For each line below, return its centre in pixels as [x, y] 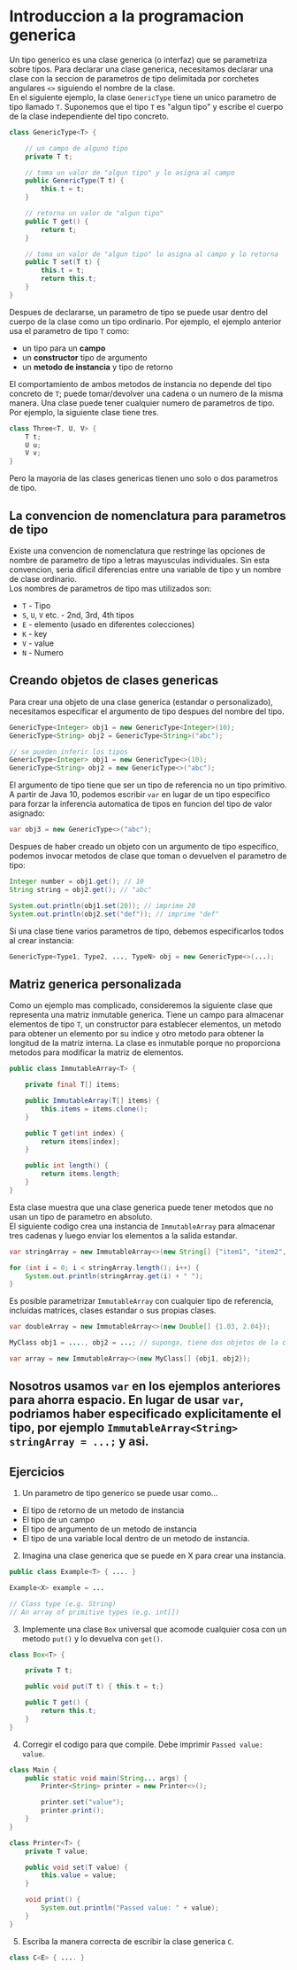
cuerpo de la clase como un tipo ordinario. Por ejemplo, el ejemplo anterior [145, 322]
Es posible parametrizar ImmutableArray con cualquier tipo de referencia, [141, 1301]
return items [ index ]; [81, 1141]
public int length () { [67, 1166]
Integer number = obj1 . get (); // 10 [76, 882]
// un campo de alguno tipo [76, 148]
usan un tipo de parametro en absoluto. [81, 1216]
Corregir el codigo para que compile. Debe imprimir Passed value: [142, 1744]
